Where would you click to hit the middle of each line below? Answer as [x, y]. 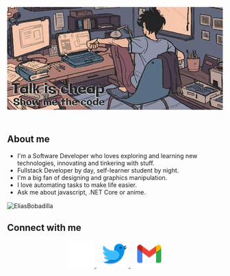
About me [28, 139]
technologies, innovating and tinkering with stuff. [86, 163]
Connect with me [44, 228]
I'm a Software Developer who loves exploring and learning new [107, 155]
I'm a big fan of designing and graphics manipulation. [92, 177]
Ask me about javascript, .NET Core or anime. [81, 192]
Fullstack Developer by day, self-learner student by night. [98, 170]
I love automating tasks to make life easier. [77, 185]
